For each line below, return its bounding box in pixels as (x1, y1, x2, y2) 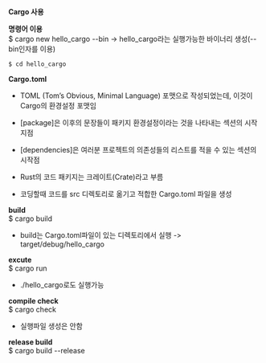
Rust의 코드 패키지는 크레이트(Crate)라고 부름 (19, 172, 164, 181)
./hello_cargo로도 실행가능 (19, 280, 104, 289)
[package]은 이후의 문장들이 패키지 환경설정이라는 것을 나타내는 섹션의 (19, 118, 243, 127)
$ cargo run (8, 263, 47, 273)
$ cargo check (8, 304, 56, 314)
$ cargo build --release (8, 346, 86, 355)
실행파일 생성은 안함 (19, 321, 83, 331)
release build (8, 337, 53, 347)
